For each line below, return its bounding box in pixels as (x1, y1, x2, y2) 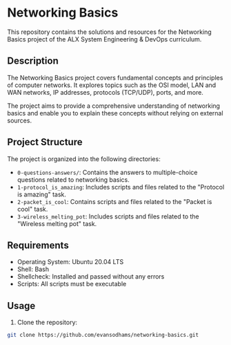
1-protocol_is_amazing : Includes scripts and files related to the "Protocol (17, 183, 225, 191)
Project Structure (7, 136, 83, 148)
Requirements (7, 239, 69, 251)
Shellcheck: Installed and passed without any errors (17, 272, 165, 281)
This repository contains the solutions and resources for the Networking (7, 28, 212, 36)
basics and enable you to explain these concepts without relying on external (7, 109, 223, 117)
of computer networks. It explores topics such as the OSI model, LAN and (7, 81, 217, 89)
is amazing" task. (17, 190, 67, 198)
